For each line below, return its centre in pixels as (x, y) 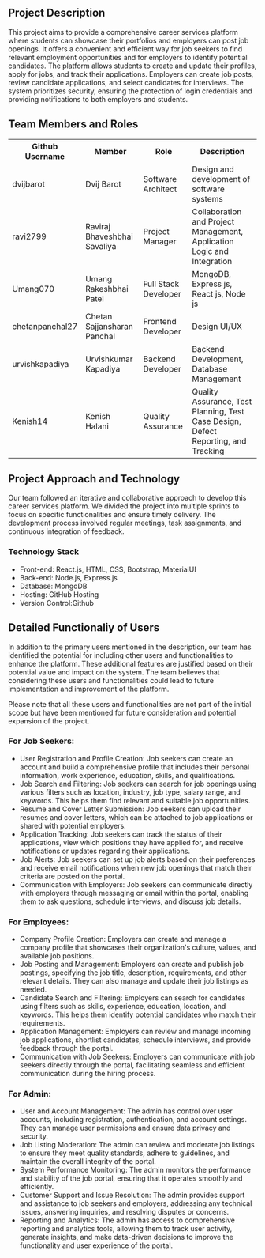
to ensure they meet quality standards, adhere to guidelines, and (125, 1153)
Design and (213, 169)
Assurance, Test (222, 401)
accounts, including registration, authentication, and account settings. (133, 1120)
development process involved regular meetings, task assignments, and (125, 523)
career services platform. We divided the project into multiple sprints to (124, 506)
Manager (160, 241)
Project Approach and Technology (94, 479)
